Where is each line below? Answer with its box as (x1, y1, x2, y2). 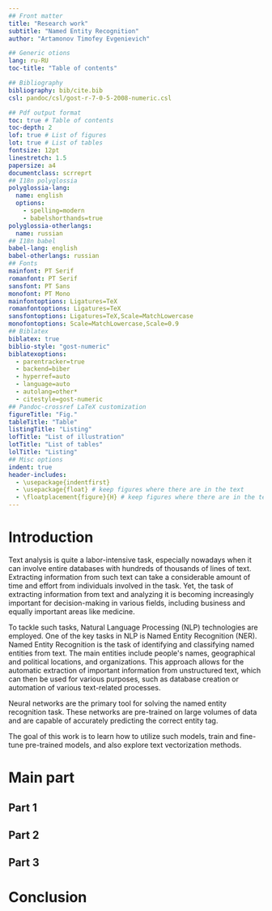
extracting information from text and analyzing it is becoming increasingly (8, 589, 254, 599)
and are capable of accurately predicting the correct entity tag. (8, 715, 219, 725)
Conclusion (8, 888, 87, 907)
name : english (15, 191, 63, 200)
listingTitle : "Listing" (8, 425, 92, 434)
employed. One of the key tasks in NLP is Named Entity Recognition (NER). (8, 630, 257, 641)
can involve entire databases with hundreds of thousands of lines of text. (8, 563, 252, 573)
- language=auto (15, 380, 70, 389)
